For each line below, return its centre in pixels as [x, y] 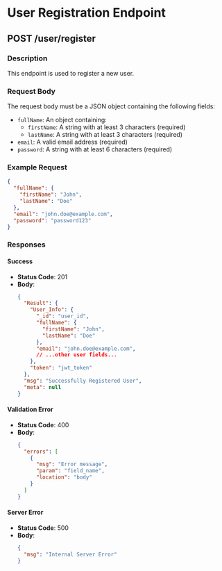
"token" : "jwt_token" [61, 368]
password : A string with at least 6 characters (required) [95, 149]
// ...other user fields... [76, 355]
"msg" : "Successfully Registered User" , [83, 381]
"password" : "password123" [52, 220]
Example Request [37, 167]
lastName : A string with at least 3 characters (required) [105, 135]
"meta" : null [43, 387]
